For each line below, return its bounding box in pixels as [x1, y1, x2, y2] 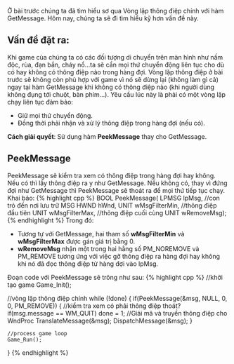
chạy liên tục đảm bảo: [7, 97, 74, 106]
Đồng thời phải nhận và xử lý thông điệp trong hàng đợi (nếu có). [17, 119, 205, 127]
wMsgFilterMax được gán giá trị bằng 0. [17, 237, 136, 245]
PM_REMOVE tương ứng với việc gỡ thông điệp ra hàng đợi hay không [17, 252, 220, 260]
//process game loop [7, 330, 68, 337]
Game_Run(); [7, 336, 42, 343]
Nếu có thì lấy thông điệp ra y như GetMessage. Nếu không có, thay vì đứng [7, 179, 228, 187]
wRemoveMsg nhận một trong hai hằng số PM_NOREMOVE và [17, 244, 200, 252]
